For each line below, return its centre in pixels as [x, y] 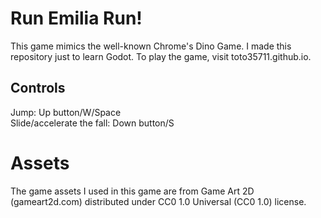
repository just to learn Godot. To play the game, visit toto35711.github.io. [161, 56]
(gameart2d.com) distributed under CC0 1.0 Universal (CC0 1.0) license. [158, 201]
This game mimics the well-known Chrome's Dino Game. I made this [151, 46]
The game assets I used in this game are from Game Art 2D [132, 191]
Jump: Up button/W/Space [66, 112]
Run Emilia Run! [76, 18]
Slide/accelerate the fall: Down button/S [92, 123]
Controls [38, 88]
